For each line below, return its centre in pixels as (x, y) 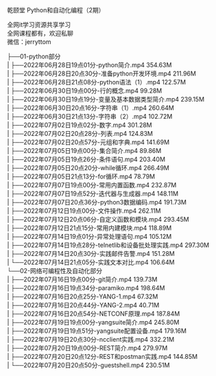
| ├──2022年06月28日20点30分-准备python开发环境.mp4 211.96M (102, 73)
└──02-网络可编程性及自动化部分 (55, 271)
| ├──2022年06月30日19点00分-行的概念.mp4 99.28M (85, 91)
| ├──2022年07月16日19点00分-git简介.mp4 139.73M (82, 279)
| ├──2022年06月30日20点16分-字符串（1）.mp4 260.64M (91, 108)
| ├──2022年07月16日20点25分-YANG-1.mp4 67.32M (83, 296)
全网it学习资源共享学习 (39, 25)
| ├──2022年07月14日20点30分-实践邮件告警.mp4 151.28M (91, 254)
